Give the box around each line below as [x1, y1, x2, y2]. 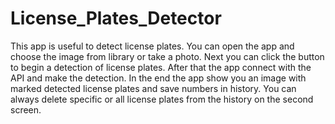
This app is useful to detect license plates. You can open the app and [10, 40, 295, 52]
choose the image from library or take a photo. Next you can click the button [10, 50, 325, 62]
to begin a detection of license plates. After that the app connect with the [10, 61, 312, 73]
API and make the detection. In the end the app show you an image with [10, 72, 307, 84]
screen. [10, 103, 42, 116]
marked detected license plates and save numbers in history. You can [10, 82, 297, 94]
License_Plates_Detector [10, 7, 222, 30]
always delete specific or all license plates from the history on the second [10, 93, 314, 105]
